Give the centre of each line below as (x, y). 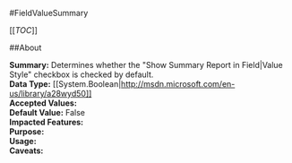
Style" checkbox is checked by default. (82, 74)
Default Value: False (47, 112)
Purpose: (27, 132)
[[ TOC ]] (23, 30)
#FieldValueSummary (49, 13)
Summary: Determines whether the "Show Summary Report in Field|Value (146, 65)
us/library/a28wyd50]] (51, 94)
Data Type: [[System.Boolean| (65, 84)
